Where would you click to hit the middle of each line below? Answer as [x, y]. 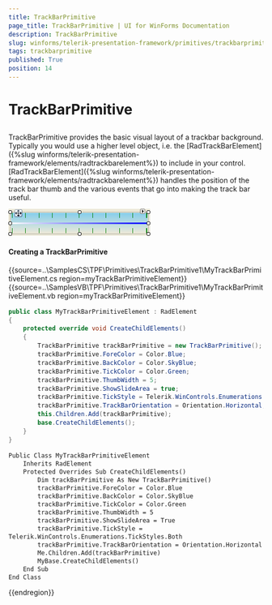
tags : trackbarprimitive [50, 51]
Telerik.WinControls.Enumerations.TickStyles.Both [96, 536]
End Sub [36, 569]
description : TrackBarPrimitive [63, 34]
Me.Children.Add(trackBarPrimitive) [99, 553]
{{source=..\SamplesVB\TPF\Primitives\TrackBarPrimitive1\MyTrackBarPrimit [136, 287]
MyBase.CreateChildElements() [88, 561]
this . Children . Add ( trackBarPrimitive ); [105, 414]
